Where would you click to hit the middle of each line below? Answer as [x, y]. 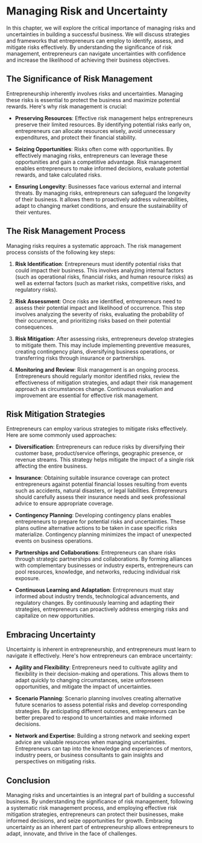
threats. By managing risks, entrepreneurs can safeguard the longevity [103, 193]
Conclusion [28, 780]
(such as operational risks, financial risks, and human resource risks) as [104, 277]
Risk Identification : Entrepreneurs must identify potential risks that [98, 263]
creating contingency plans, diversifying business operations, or [95, 351]
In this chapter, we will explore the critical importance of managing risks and [101, 28]
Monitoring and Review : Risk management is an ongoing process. [97, 369]
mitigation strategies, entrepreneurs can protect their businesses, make [95, 814]
